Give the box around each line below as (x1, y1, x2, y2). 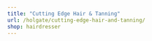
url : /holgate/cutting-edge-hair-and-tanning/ (7, 17, 146, 24)
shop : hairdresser (7, 23, 61, 30)
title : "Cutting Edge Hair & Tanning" (7, 10, 120, 17)
